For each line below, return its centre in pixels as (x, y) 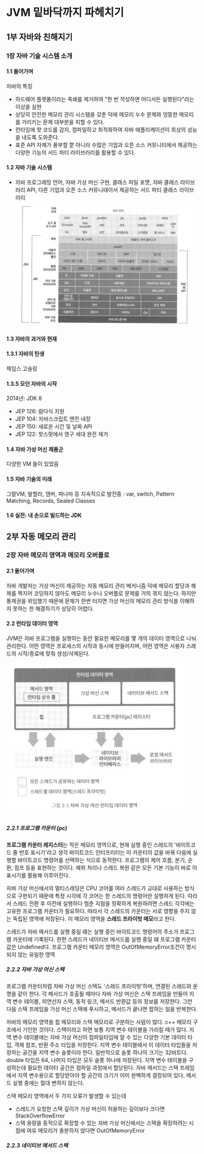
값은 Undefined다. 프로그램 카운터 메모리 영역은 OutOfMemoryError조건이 (96, 947)
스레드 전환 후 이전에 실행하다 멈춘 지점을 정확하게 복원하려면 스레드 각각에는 (104, 903)
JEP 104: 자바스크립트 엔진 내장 (53, 419)
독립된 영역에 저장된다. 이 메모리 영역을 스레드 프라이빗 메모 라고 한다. (94, 919)
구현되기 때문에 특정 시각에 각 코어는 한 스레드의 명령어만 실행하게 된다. (102, 896)
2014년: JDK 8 (24, 398)
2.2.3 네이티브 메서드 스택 (37, 1145)
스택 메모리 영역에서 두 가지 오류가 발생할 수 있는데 (66, 1095)
